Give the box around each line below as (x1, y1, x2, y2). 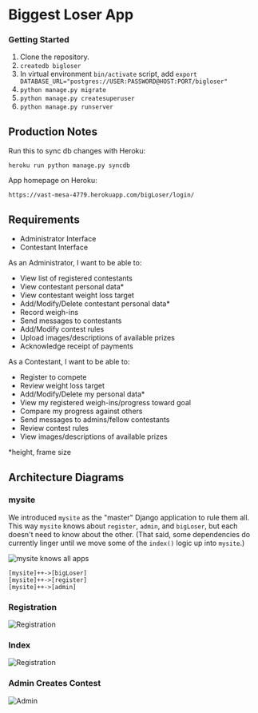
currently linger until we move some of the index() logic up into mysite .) (8, 538, 245, 548)
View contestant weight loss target (19, 290, 134, 301)
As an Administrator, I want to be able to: (8, 258, 142, 268)
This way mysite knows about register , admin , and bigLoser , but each (8, 521, 238, 531)
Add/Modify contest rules (19, 325, 105, 334)
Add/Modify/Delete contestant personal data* (19, 299, 170, 309)
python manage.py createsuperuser (19, 94, 135, 103)
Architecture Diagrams (8, 470, 125, 484)
